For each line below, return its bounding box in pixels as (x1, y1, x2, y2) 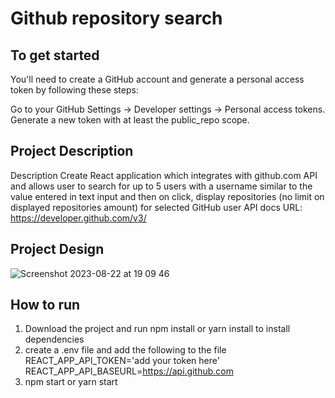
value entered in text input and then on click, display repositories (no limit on (10, 190, 325, 202)
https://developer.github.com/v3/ (10, 212, 147, 224)
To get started (10, 47, 100, 64)
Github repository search (10, 7, 223, 30)
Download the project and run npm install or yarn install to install (24, 323, 291, 335)
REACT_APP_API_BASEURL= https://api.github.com (24, 365, 234, 377)
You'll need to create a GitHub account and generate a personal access (10, 73, 305, 85)
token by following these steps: (10, 84, 139, 96)
